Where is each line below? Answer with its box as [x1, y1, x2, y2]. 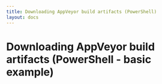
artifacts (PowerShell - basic [6, 52, 152, 66]
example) [6, 65, 54, 79]
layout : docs [6, 14, 39, 20]
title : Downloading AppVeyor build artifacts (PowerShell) [6, 8, 157, 15]
